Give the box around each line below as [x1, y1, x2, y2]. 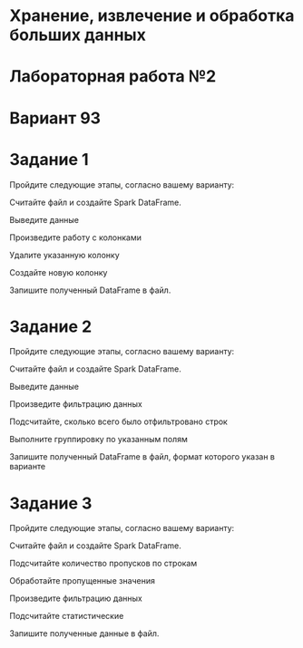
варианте [9, 461, 46, 472]
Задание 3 [9, 493, 93, 513]
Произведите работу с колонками [9, 232, 142, 243]
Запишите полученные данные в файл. [9, 628, 160, 639]
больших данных [9, 24, 147, 45]
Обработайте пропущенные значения [9, 575, 156, 586]
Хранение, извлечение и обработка [9, 5, 295, 26]
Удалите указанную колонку [9, 249, 120, 260]
